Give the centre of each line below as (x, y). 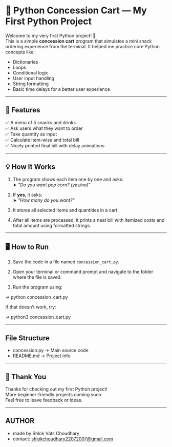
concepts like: (20, 52)
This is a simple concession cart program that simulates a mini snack (79, 41)
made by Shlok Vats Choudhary (46, 433)
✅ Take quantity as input (31, 134)
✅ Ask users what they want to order (44, 128)
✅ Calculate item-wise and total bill (42, 140)
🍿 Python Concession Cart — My (76, 11)
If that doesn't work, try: (31, 307)
